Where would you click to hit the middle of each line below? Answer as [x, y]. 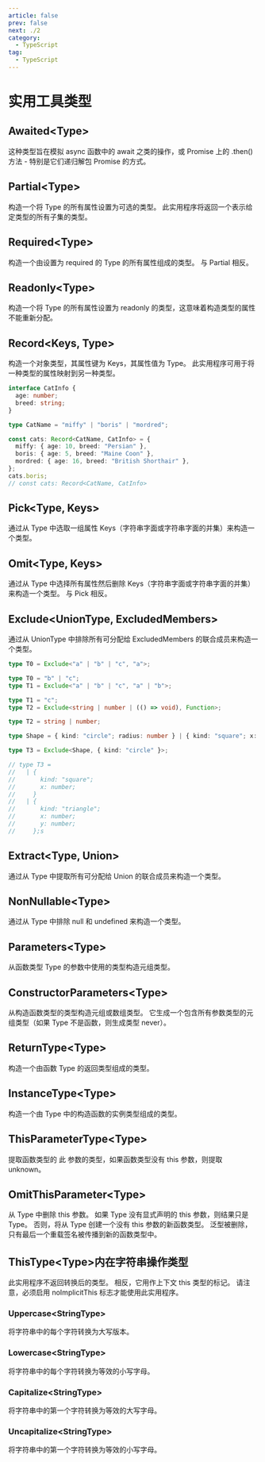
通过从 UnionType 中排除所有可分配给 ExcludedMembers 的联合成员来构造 [130, 639]
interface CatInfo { [42, 389]
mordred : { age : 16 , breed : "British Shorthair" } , [103, 461]
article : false [33, 15]
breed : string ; [40, 403]
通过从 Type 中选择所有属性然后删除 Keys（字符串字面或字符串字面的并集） [132, 583]
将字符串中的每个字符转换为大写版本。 [71, 1332]
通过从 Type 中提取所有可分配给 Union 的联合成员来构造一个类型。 [117, 876]
